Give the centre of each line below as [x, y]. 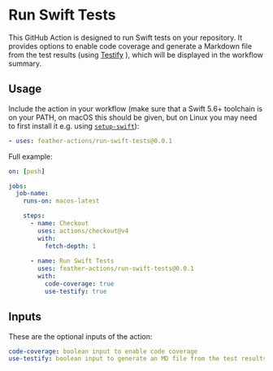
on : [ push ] [27, 171]
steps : [34, 216]
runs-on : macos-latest [61, 201]
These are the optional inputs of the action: [80, 336]
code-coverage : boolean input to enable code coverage [103, 351]
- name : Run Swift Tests [72, 261]
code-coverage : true [79, 284]
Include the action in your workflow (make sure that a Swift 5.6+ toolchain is [135, 108]
